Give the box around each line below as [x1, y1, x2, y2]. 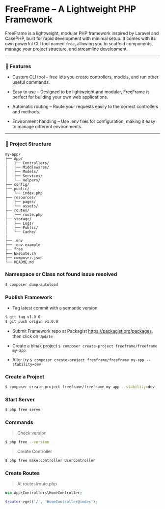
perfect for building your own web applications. [12, 94, 109, 100]
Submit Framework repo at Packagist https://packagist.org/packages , [12, 328, 153, 334]
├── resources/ [5, 195, 36, 200]
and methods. [12, 109, 41, 115]
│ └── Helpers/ [5, 177, 41, 183]
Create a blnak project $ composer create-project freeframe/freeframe [12, 342, 158, 348]
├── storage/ [5, 216, 32, 221]
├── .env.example [5, 242, 41, 247]
